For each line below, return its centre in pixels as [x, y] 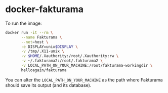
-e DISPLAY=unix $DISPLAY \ [50, 46]
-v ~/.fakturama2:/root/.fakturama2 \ [62, 61]
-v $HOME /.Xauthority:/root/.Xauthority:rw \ [70, 56]
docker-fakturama [44, 9]
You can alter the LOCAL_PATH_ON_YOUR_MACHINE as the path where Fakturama [84, 80]
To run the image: [24, 23]
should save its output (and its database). [48, 85]
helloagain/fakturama [44, 70]
